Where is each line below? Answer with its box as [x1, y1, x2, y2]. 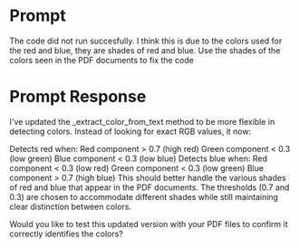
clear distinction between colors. [9, 201, 132, 212]
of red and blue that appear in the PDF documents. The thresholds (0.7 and [9, 182, 290, 193]
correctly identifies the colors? [9, 228, 124, 239]
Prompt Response [9, 87, 147, 107]
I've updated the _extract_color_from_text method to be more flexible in [9, 116, 275, 127]
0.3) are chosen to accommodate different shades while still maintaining [9, 191, 279, 202]
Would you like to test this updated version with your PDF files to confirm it [9, 218, 288, 229]
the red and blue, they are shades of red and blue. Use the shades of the [9, 44, 281, 55]
